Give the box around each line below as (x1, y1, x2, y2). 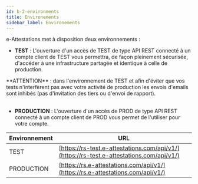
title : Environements (6, 14, 60, 20)
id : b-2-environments (6, 8, 60, 15)
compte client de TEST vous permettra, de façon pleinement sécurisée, (14, 54, 189, 61)
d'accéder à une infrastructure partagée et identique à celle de (14, 60, 168, 67)
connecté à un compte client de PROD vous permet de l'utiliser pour (14, 114, 180, 121)
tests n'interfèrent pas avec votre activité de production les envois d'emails (6, 84, 189, 91)
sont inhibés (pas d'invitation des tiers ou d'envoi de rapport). (6, 90, 156, 97)
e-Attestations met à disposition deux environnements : (6, 36, 140, 43)
